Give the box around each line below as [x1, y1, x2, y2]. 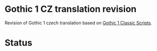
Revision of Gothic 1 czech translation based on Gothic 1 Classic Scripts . [4, 20, 153, 26]
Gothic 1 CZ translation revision [4, 3, 137, 15]
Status [4, 37, 33, 49]
